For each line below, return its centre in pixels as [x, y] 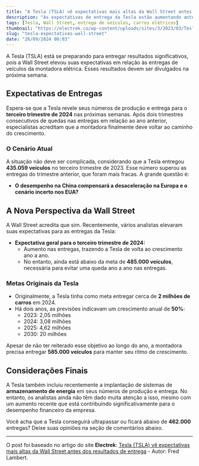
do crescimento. [26, 133]
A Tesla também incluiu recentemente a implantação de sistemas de [89, 385]
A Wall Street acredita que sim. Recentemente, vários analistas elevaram [94, 225]
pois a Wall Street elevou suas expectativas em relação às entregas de [92, 62]
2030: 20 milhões [45, 334]
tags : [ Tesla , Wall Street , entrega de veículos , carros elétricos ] [92, 23]
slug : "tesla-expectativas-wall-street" [57, 34]
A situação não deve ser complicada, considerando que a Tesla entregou [95, 161]
